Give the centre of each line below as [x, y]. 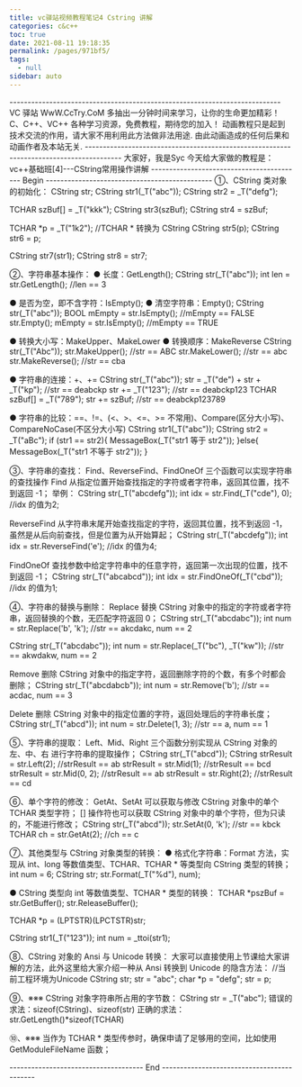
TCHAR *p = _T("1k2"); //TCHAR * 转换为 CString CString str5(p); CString [144, 228]
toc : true [28, 34]
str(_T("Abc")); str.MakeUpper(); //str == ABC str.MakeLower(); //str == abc [148, 351]
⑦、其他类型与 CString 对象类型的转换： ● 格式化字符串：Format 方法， [145, 853]
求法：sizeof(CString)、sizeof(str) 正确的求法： [97, 1009]
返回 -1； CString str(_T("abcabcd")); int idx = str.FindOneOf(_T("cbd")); [150, 576]
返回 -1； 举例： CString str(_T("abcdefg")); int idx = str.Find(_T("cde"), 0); [154, 493]
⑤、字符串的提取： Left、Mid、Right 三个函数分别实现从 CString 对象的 [143, 742]
